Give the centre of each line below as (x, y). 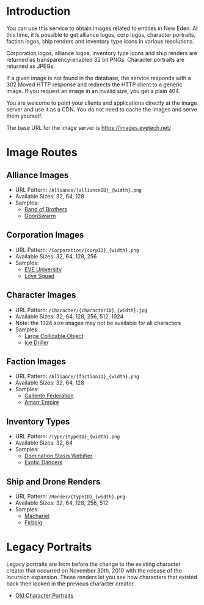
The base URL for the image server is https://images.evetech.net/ (89, 127)
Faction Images (36, 362)
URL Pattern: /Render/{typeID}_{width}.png (70, 496)
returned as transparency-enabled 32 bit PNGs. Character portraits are (96, 59)
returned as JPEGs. (31, 66)
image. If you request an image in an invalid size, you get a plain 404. (93, 91)
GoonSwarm (40, 216)
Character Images (41, 295)
